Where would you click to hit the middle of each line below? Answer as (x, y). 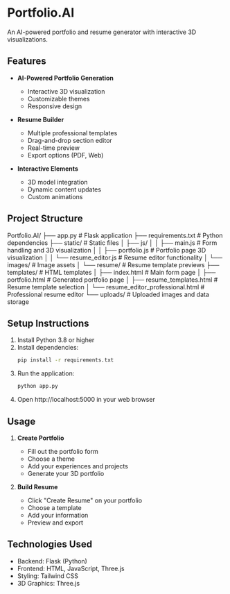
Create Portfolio (41, 438)
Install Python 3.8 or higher (56, 340)
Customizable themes (59, 99)
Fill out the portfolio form (63, 451)
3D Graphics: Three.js (48, 583)
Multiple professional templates (72, 133)
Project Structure (45, 219)
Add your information (58, 515)
